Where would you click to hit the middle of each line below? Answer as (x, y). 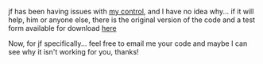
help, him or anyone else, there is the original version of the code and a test (132, 20)
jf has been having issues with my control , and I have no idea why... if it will (131, 11)
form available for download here (62, 28)
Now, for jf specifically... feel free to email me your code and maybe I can (128, 43)
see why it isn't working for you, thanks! (73, 52)
